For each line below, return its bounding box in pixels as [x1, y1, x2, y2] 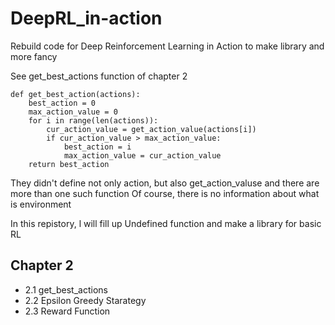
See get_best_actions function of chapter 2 [10, 70, 188, 82]
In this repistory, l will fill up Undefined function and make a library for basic [10, 217, 322, 229]
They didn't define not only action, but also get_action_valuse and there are [10, 177, 320, 189]
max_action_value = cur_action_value [63, 150, 222, 161]
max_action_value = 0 [28, 107, 118, 117]
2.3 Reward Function [24, 305, 111, 317]
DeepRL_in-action [10, 7, 163, 30]
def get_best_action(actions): [10, 89, 141, 99]
